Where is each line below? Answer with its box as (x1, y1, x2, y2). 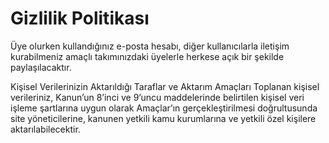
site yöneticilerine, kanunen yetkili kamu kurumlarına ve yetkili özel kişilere (10, 112, 317, 124)
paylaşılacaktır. (10, 61, 72, 73)
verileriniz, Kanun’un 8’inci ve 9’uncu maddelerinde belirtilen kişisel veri (10, 91, 305, 103)
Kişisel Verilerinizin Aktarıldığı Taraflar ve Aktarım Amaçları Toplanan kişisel (10, 80, 320, 92)
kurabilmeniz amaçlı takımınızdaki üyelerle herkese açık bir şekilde (10, 50, 285, 62)
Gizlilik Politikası (10, 7, 150, 30)
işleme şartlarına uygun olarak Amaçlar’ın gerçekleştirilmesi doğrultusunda (10, 102, 318, 114)
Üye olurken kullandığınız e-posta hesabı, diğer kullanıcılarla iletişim (10, 40, 290, 52)
